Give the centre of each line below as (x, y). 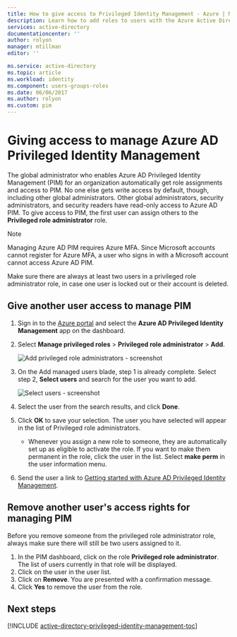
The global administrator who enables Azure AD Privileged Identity (104, 175)
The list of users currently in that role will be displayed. (97, 564)
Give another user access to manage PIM (99, 306)
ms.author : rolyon (34, 99)
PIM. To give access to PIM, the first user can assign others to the (103, 212)
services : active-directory (49, 27)
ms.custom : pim (30, 106)
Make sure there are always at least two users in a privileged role (102, 276)
